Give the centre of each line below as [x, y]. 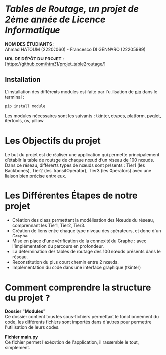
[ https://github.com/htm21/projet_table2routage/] [55, 64]
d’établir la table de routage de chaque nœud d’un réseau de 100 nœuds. [80, 160]
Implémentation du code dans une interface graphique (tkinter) [77, 267]
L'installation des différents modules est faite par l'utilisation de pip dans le [81, 91]
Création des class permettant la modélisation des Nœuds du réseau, [83, 220]
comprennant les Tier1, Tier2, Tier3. [49, 225]
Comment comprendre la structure [78, 287]
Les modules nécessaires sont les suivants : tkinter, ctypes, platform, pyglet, [83, 116]
